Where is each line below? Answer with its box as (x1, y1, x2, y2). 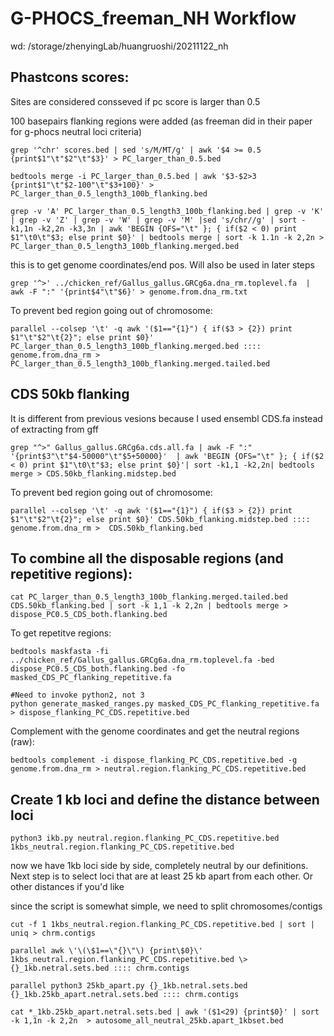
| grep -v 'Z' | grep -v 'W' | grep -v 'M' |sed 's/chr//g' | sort (10, 215, 298, 225)
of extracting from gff (10, 423, 99, 435)
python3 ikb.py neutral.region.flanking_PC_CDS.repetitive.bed (10, 833, 280, 844)
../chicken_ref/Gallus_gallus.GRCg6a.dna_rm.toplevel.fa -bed (10, 655, 275, 666)
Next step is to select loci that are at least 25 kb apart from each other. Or (10, 870, 313, 882)
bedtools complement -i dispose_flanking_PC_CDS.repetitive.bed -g (10, 755, 298, 766)
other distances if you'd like (10, 881, 125, 893)
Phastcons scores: (10, 69, 130, 86)
